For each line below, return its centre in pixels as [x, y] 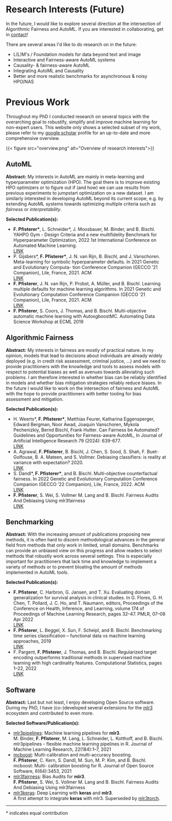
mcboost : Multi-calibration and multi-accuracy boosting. [72, 755]
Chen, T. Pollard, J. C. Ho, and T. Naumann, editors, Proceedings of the [88, 603]
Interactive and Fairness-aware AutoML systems [64, 59]
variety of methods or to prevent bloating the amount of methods [74, 567]
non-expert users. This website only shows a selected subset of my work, [83, 127]
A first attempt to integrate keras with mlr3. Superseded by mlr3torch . [87, 798]
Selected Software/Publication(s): [43, 723]
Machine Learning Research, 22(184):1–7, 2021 [62, 749]
